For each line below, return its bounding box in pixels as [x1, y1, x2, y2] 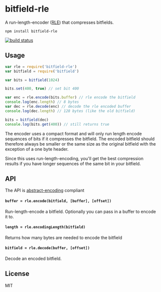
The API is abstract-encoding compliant [5, 188, 85, 194]
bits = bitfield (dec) [5, 117, 49, 122]
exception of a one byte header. [5, 146, 69, 152]
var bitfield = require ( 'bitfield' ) [5, 69, 79, 74]
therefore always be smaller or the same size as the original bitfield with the [5, 141, 156, 146]
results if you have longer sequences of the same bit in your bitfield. [5, 161, 141, 166]
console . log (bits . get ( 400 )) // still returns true [5, 122, 110, 127]
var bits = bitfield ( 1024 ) [5, 78, 60, 82]
